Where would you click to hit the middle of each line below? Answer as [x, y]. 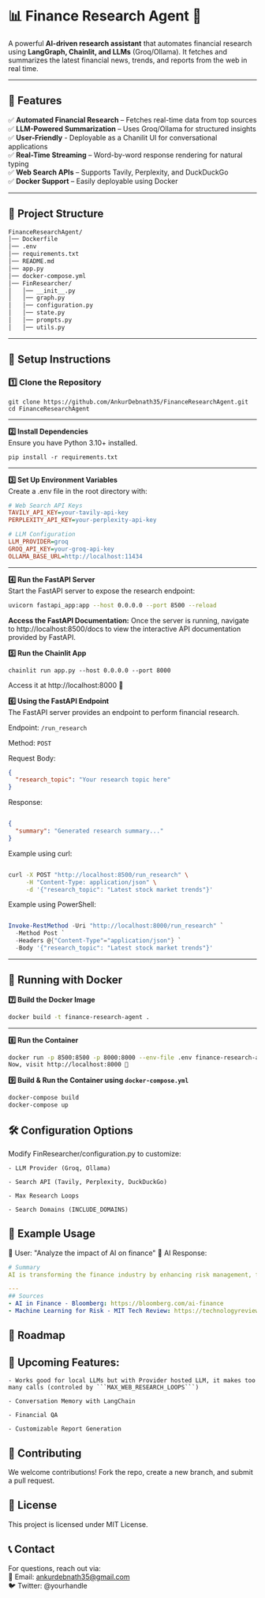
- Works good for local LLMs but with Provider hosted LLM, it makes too [132, 1381]
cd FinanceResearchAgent [49, 408]
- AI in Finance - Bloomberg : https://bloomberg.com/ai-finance [116, 1304]
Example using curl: [40, 853]
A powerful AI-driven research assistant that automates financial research [130, 43]
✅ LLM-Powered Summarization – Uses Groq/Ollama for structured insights [132, 129]
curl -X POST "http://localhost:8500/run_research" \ [99, 874]
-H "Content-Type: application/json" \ [91, 882]
